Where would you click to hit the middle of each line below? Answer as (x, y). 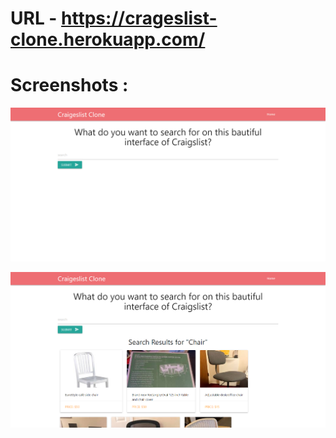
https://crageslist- (139, 18)
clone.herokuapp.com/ (108, 39)
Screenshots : (69, 85)
